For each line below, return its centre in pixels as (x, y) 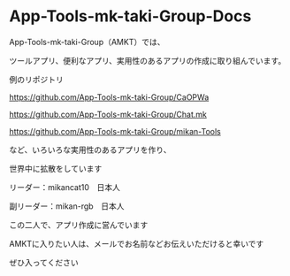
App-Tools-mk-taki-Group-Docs (130, 16)
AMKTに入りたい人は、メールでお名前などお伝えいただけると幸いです (137, 243)
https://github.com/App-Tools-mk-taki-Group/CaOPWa (109, 97)
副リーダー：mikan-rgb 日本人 (67, 206)
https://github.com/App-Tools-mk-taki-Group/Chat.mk (108, 114)
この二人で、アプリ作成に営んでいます (79, 225)
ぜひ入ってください (44, 262)
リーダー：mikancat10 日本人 (65, 187)
